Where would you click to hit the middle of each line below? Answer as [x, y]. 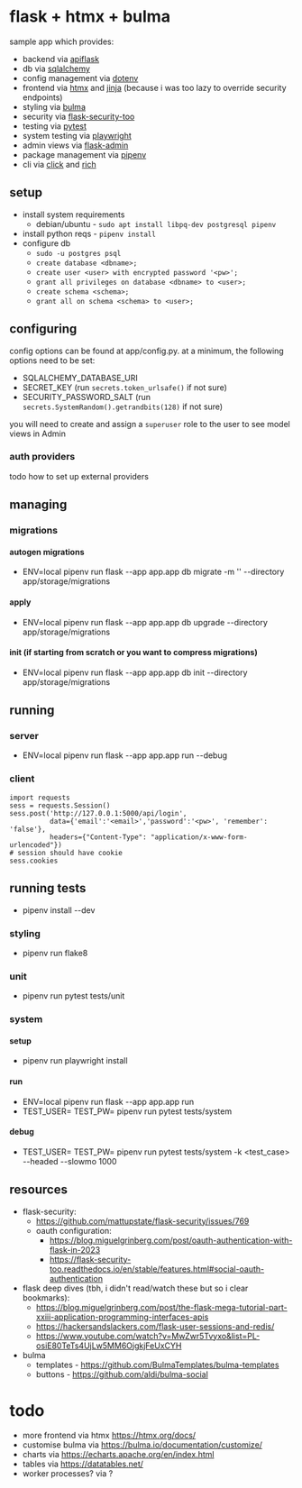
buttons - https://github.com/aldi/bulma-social [122, 1374]
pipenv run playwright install [75, 1061]
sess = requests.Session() [60, 805]
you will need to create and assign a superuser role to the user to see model [150, 424]
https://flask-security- [90, 1259]
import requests [40, 798]
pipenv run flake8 [55, 953]
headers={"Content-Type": [98, 837]
